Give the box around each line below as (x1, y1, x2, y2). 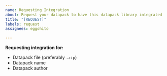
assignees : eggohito (5, 26, 49, 31)
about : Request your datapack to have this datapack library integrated (5, 12, 162, 17)
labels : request (5, 21, 40, 27)
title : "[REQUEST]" (5, 17, 47, 22)
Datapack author (12, 65, 48, 71)
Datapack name (12, 60, 46, 66)
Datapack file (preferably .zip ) (12, 54, 77, 61)
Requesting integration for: (5, 45, 63, 51)
